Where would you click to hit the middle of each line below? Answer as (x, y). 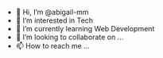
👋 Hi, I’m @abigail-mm (52, 12)
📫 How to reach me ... (52, 46)
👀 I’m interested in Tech (54, 20)
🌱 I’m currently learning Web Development (85, 29)
